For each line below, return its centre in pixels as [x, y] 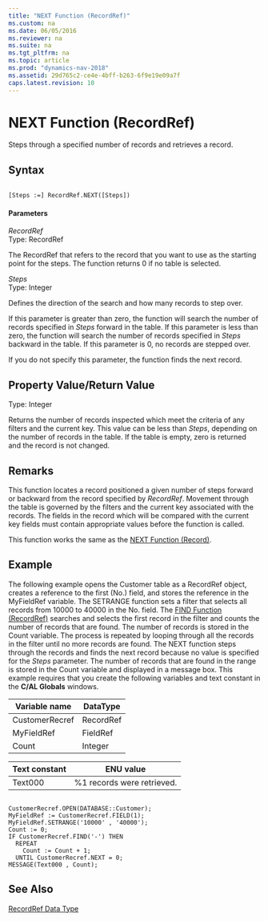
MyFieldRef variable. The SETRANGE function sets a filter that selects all [128, 601]
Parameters [28, 213]
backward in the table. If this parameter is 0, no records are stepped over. [130, 344]
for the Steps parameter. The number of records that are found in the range [132, 661]
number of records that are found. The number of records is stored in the [129, 627]
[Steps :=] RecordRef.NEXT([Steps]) [69, 196]
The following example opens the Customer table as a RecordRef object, [128, 584]
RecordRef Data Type [44, 908]
